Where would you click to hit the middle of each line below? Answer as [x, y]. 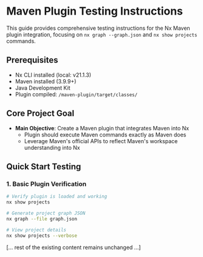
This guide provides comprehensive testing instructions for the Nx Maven [98, 28]
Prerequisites [32, 60]
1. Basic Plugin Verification [46, 184]
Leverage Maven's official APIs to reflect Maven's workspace [101, 141]
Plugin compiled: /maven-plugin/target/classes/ [76, 94]
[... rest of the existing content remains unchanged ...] [74, 247]
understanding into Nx [52, 147]
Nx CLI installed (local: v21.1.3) [53, 75]
